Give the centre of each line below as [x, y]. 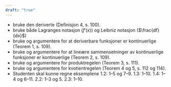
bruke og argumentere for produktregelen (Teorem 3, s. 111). [76, 62]
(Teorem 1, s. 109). [32, 46]
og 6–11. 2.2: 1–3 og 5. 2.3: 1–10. [50, 79]
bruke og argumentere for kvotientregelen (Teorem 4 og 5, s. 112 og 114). [89, 68]
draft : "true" [20, 10]
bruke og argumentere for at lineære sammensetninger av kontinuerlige [88, 52]
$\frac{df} [149, 30]
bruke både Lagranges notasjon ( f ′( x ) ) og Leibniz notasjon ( [76, 30]
